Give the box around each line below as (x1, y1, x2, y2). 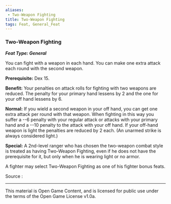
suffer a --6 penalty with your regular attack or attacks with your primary (5, 116, 158, 123)
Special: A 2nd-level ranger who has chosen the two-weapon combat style (5, 142, 163, 149)
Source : (5, 173, 23, 179)
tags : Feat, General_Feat (5, 21, 60, 27)
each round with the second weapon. (5, 65, 83, 71)
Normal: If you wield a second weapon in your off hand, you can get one (5, 105, 158, 112)
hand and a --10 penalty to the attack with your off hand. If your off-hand (5, 122, 158, 128)
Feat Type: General (5, 50, 47, 56)
